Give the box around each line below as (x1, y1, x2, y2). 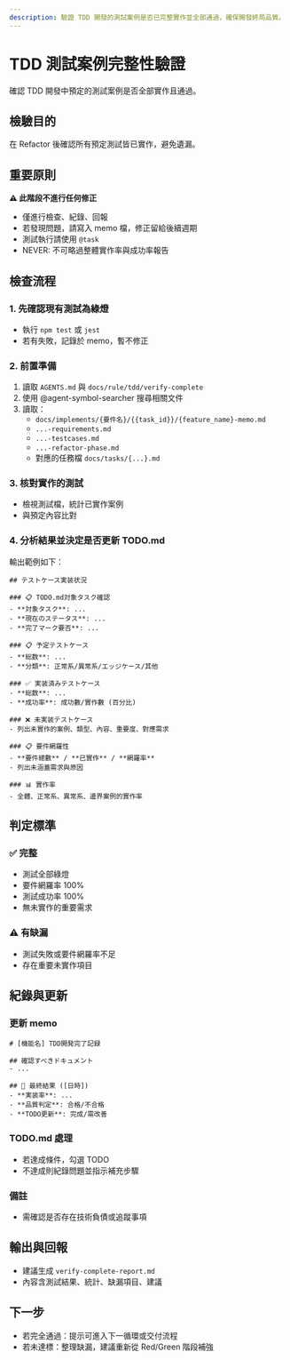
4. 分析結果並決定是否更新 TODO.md (9, 534, 166, 547)
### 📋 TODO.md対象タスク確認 (9, 593, 111, 602)
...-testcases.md (35, 435, 100, 444)
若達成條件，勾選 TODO (21, 1154, 109, 1164)
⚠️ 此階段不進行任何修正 (9, 193, 98, 204)
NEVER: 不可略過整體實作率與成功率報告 (21, 245, 169, 256)
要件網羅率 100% (21, 880, 84, 891)
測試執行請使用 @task (21, 234, 99, 244)
